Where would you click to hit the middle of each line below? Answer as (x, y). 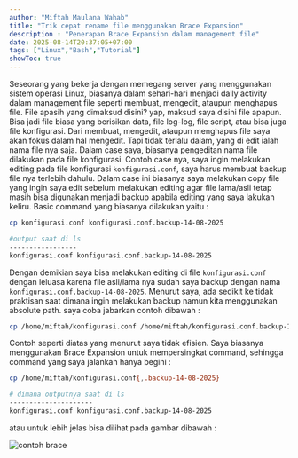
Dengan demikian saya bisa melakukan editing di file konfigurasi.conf (138, 272)
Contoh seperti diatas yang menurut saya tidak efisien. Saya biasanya (137, 343)
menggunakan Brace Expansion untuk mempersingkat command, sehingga (146, 352)
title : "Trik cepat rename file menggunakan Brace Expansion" (126, 26)
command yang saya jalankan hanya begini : (90, 362)
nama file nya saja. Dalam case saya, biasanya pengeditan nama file (133, 150)
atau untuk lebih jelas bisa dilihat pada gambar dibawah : (113, 428)
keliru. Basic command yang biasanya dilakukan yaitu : (109, 206)
